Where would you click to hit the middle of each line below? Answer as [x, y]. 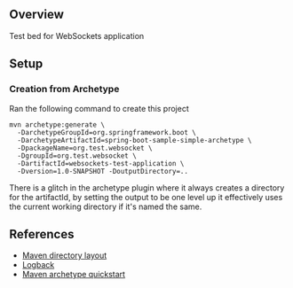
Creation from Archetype [64, 90]
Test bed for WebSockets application [77, 35]
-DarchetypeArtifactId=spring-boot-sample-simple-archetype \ [135, 140]
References [42, 234]
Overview [37, 15]
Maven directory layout [64, 255]
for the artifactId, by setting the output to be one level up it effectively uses [146, 197]
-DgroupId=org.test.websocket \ [77, 156]
